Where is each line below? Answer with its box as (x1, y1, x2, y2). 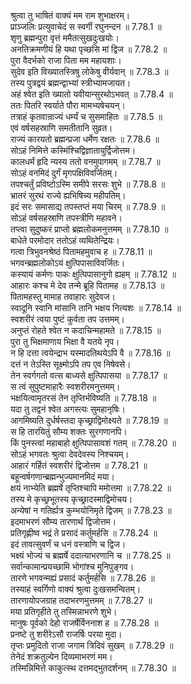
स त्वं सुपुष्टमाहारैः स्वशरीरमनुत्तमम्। (10, 381, 121, 392)
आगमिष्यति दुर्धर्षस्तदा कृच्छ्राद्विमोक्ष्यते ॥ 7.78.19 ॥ (10, 415, 168, 426)
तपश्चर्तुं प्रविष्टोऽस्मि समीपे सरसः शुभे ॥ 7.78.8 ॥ (10, 178, 166, 190)
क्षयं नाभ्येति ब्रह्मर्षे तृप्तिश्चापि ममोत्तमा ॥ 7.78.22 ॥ (10, 482, 172, 494)
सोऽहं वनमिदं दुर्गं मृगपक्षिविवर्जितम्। (10, 167, 118, 179)
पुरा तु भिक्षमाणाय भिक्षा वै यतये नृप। (10, 336, 120, 347)
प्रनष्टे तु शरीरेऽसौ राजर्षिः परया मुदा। (10, 628, 123, 640)
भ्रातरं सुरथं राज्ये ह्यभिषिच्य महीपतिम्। (10, 190, 127, 201)
